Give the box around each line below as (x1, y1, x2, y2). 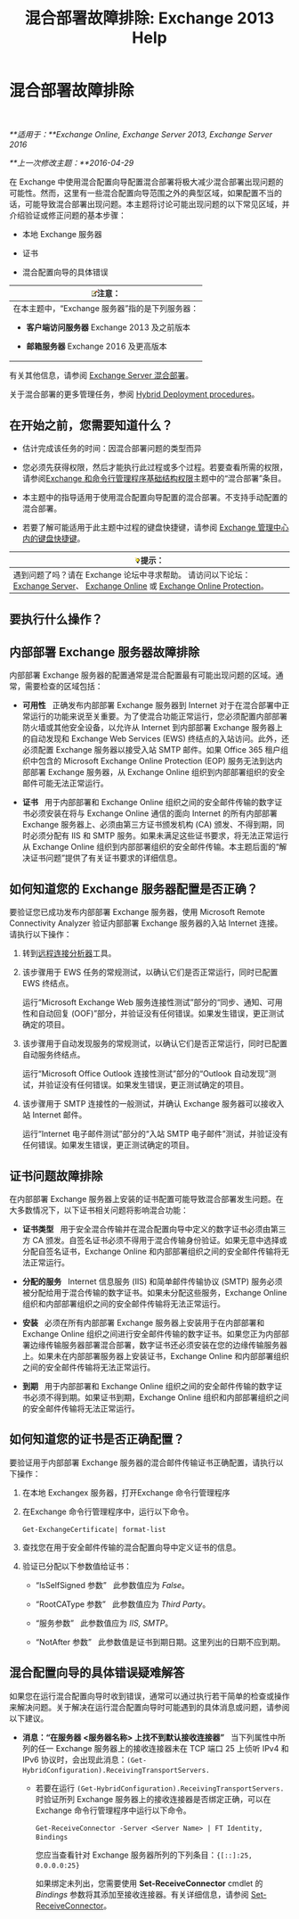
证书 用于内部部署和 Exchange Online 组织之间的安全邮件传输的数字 (21, 797, 275, 808)
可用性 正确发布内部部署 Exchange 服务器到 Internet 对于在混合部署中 (21, 700, 282, 711)
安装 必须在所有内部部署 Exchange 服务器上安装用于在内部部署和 (21, 1317, 265, 1329)
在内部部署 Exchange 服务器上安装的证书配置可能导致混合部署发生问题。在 (9, 1194, 284, 1205)
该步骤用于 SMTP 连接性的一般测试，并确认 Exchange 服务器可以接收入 (21, 1099, 285, 1109)
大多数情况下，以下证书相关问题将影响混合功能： (9, 1205, 189, 1215)
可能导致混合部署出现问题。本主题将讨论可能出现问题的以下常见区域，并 (24, 198, 290, 210)
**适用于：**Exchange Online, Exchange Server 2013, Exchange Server (9, 128, 273, 139)
